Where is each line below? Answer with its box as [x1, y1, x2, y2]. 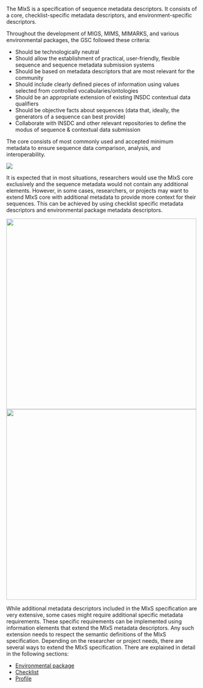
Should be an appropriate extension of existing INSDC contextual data [15, 94, 191, 101]
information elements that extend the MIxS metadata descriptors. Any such [6, 625, 194, 631]
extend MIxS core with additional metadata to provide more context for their [6, 193, 196, 201]
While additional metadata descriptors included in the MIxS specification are [6, 605, 198, 612]
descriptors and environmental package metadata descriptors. [6, 207, 163, 213]
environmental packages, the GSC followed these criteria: [6, 37, 151, 43]
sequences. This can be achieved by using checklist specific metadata [6, 200, 184, 207]
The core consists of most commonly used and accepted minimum [6, 138, 174, 145]
